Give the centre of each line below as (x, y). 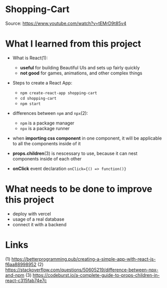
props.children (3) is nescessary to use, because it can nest (75, 153)
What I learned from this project (73, 44)
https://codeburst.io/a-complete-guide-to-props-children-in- (96, 275)
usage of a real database (38, 219)
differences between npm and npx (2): (50, 113)
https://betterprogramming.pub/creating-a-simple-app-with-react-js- (83, 259)
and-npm (15, 275)
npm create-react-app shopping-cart (59, 93)
